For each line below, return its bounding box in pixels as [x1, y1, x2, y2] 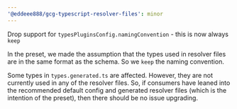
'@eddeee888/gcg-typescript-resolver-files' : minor [7, 10, 163, 18]
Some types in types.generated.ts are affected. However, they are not [7, 71, 214, 79]
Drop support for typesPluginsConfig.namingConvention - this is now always [7, 30, 229, 38]
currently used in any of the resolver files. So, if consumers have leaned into [7, 79, 231, 87]
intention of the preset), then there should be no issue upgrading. [7, 93, 199, 102]
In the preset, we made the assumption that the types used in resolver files [7, 50, 226, 58]
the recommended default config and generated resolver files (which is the [7, 86, 227, 94]
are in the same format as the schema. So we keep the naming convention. [7, 57, 225, 66]
